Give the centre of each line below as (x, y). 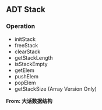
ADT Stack (26, 10)
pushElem (27, 76)
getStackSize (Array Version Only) (56, 89)
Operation (21, 26)
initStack (25, 39)
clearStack (27, 51)
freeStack (26, 45)
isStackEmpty (31, 64)
